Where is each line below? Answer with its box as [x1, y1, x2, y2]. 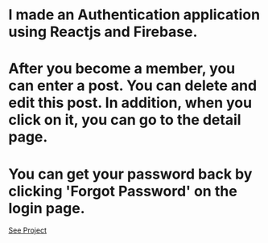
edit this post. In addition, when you [8, 94, 252, 112]
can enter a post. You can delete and [8, 76, 258, 95]
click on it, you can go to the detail [8, 111, 241, 130]
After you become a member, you [8, 60, 236, 78]
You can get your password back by [8, 165, 253, 183]
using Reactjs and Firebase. [8, 23, 198, 41]
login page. [8, 199, 86, 217]
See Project [8, 225, 47, 235]
